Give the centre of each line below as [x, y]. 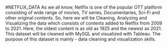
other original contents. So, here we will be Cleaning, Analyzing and [76, 18]
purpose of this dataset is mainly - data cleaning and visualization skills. [81, 39]
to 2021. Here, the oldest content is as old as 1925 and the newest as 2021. [83, 28]
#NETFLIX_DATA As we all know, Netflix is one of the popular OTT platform [84, 7]
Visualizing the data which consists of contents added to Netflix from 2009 [84, 23]
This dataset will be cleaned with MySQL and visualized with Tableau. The [83, 34]
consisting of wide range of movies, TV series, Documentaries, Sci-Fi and [83, 12]
